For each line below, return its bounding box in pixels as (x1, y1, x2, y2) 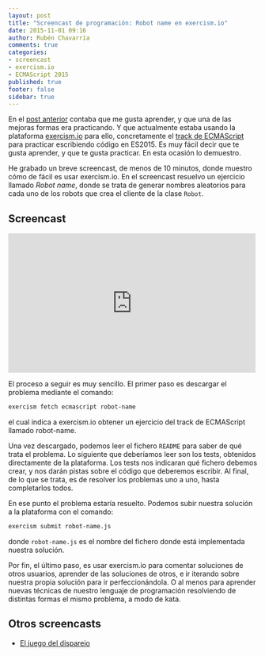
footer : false (8, 85, 55, 94)
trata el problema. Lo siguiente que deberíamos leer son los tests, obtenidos (8, 449, 256, 458)
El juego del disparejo (19, 638, 91, 647)
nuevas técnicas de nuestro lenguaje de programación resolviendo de (8, 585, 237, 595)
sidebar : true (8, 93, 55, 101)
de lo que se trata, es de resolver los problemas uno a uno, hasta (8, 474, 220, 484)
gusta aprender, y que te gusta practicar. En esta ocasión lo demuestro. (8, 148, 241, 158)
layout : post (8, 11, 51, 20)
